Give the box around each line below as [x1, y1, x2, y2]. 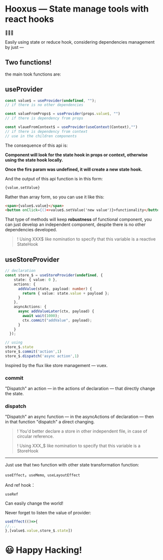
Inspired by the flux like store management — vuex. [5, 362, 108, 368]
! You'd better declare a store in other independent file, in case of [16, 428, 147, 434]
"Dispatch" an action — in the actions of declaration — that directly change [5, 385, 155, 391]
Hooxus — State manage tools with [5, 3, 149, 15]
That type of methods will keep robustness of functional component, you [5, 217, 152, 223]
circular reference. [16, 433, 54, 439]
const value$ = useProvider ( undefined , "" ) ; [5, 98, 97, 103]
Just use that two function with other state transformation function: [5, 462, 139, 468]
